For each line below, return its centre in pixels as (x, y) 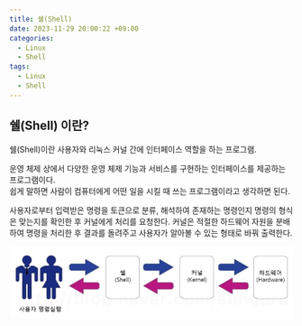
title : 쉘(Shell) (41, 19)
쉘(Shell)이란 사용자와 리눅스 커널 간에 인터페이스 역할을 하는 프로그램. (133, 149)
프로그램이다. (32, 180)
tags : (19, 67)
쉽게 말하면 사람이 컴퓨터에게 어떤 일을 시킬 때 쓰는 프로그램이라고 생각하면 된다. (150, 191)
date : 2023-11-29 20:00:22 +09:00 (74, 28)
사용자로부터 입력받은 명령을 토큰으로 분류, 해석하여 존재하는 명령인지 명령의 (143, 210)
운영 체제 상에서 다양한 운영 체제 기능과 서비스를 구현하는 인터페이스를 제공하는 (148, 168)
